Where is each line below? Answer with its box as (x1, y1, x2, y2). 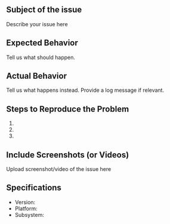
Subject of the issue (6, 5, 82, 15)
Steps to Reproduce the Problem (6, 104, 129, 114)
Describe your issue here (6, 20, 68, 27)
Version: (14, 198, 36, 206)
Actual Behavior (6, 71, 67, 81)
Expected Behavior (6, 38, 79, 48)
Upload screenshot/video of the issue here (6, 166, 112, 173)
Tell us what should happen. (6, 54, 76, 61)
